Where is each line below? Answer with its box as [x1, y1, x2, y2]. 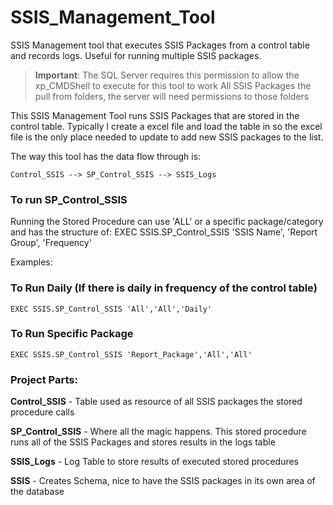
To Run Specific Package [10, 327, 134, 341]
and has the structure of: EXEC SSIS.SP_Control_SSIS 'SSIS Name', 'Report [10, 226, 318, 238]
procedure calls [10, 406, 75, 418]
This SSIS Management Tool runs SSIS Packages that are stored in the [10, 109, 300, 121]
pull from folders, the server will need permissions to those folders [34, 90, 310, 102]
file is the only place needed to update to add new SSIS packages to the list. [10, 131, 324, 143]
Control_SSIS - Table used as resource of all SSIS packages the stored [10, 396, 303, 408]
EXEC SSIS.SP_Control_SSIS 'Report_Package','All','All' [10, 349, 253, 360]
